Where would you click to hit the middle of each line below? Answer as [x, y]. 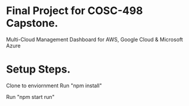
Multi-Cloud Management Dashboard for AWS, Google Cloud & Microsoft [95, 39]
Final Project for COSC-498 [74, 11]
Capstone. [32, 23]
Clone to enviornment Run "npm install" [54, 86]
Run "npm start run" [30, 97]
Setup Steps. [38, 69]
